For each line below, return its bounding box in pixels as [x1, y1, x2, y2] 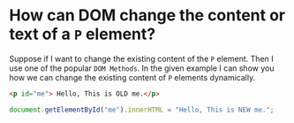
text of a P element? [9, 24, 156, 44]
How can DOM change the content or [9, 5, 286, 26]
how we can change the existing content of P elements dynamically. [9, 72, 256, 82]
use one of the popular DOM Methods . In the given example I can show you [9, 63, 275, 73]
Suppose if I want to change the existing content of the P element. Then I [9, 53, 274, 64]
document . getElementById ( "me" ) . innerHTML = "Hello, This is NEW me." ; [9, 105, 275, 114]
